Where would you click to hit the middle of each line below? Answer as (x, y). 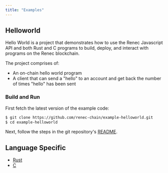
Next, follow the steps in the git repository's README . (61, 132)
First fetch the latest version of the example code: (57, 108)
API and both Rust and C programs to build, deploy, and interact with (77, 48)
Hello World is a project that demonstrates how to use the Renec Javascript (84, 43)
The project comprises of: (32, 63)
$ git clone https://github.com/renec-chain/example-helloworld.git (79, 117)
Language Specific (36, 148)
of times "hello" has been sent (44, 84)
